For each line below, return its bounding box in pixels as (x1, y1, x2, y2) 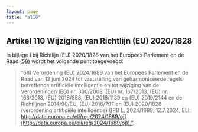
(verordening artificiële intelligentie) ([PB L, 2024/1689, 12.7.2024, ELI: (20, 107, 191, 114)
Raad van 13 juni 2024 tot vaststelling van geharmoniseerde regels (20, 75, 183, 82)
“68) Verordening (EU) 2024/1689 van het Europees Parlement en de (20, 69, 189, 77)
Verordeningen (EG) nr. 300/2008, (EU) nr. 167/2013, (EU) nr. (20, 88, 168, 95)
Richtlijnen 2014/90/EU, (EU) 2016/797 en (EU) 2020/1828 (20, 101, 162, 108)
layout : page (6, 8, 38, 15)
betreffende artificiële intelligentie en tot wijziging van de (20, 82, 160, 89)
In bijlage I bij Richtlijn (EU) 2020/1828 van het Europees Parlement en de (6, 51, 184, 59)
